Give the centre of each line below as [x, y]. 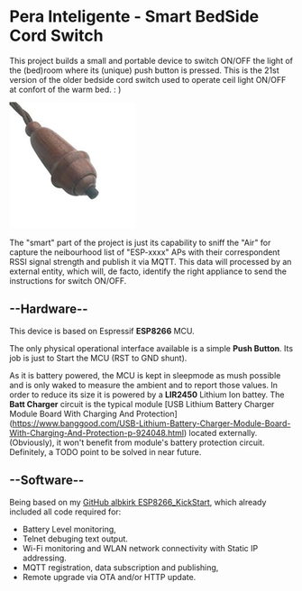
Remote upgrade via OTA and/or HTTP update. [109, 577]
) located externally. [220, 432]
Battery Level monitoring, [69, 529]
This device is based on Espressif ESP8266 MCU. [102, 331]
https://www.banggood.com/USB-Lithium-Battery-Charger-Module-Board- [151, 423]
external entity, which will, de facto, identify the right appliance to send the [148, 271]
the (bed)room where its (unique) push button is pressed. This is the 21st [144, 70]
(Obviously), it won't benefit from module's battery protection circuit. [137, 442]
